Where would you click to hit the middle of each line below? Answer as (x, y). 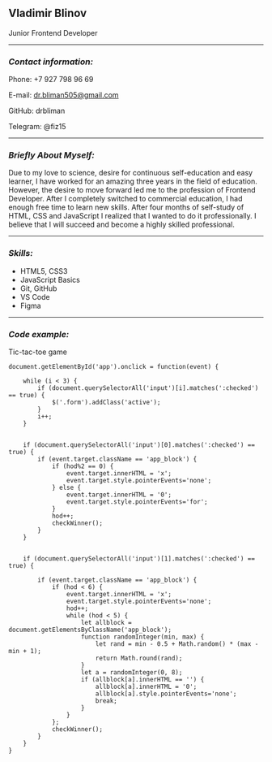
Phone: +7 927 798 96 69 (51, 80)
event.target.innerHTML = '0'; (119, 495)
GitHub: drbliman (37, 111)
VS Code (35, 297)
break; (106, 701)
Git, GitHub (38, 288)
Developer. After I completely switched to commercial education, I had (125, 199)
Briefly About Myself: (51, 155)
